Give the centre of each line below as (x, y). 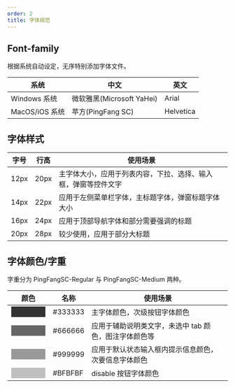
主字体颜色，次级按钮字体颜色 (141, 312)
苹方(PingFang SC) (103, 112)
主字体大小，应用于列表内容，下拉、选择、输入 (136, 174)
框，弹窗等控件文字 (90, 185)
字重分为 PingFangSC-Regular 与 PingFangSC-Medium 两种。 (96, 279)
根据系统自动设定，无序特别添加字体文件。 (69, 66)
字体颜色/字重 (37, 261)
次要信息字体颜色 (120, 359)
